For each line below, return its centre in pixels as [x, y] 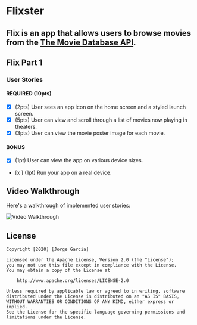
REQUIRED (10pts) [29, 94]
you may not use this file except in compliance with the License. [92, 265]
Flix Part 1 [24, 62]
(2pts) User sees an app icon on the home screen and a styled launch [100, 107]
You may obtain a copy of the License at [58, 270]
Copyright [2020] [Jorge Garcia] [48, 250]
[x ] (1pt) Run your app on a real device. [63, 172]
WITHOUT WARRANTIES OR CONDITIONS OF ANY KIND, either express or [90, 302]
